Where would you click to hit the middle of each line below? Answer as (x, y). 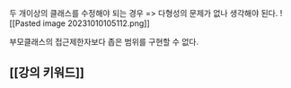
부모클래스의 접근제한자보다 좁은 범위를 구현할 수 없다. (104, 42)
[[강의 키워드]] (47, 73)
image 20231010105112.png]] (96, 23)
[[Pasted (25, 23)
